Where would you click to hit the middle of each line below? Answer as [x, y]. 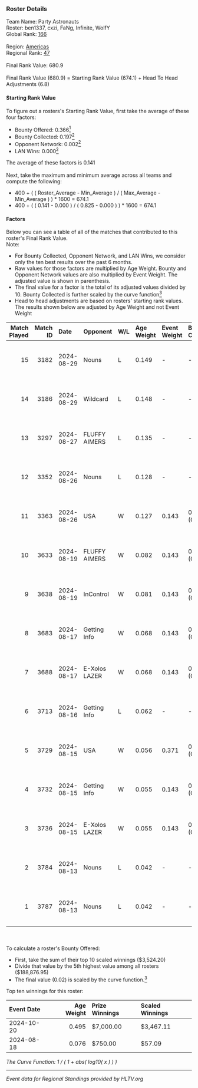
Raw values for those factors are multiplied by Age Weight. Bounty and [100, 268]
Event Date [25, 1009]
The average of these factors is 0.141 [51, 163]
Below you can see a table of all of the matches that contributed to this [92, 232]
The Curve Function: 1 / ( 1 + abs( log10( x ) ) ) [62, 1061]
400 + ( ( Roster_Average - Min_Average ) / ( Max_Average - [88, 193]
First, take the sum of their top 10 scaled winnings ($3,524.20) [90, 960]
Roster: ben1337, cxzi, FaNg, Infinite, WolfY [58, 28]
